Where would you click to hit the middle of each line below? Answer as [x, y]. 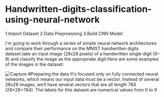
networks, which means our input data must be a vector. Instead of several [82, 79]
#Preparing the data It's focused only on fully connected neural [93, 74]
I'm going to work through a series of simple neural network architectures [81, 43]
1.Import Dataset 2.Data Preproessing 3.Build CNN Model [64, 33]
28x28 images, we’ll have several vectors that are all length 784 [71, 84]
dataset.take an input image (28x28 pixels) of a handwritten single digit [78, 54]
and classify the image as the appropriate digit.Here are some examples [85, 59]
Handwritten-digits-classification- [78, 9]
